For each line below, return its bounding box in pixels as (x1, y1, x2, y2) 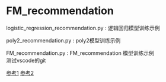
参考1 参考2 (6, 69, 34, 76)
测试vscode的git (6, 57, 46, 64)
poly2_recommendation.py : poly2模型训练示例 (6, 37, 121, 44)
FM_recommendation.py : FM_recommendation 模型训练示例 (6, 49, 154, 57)
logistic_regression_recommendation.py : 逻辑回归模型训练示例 (6, 24, 160, 31)
